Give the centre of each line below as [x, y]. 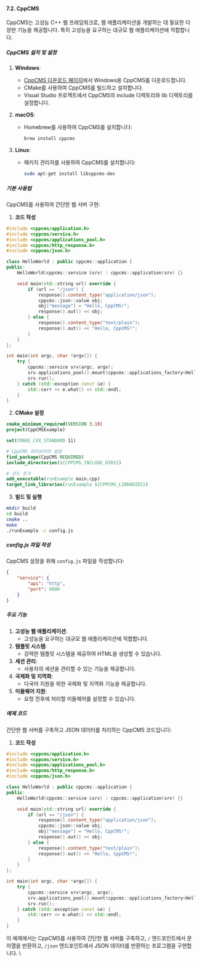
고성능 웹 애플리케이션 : [41, 631]
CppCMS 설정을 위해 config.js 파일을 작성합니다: [65, 561]
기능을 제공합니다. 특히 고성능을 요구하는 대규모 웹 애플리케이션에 [93, 30]
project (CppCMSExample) [36, 430]
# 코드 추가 [19, 473]
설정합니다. [37, 103]
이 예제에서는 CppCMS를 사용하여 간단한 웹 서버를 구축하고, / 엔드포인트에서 [96, 938]
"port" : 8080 [44, 589]
